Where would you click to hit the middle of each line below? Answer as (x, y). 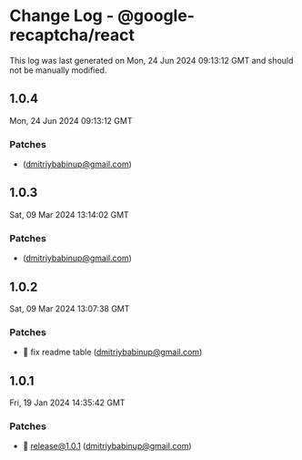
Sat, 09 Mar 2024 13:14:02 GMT (69, 214)
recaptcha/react (72, 35)
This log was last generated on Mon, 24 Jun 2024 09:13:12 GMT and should (151, 60)
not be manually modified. (58, 70)
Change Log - (62, 16)
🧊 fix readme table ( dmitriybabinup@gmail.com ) (112, 353)
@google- (156, 16)
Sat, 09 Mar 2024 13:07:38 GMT (70, 308)
